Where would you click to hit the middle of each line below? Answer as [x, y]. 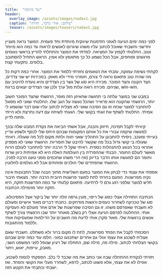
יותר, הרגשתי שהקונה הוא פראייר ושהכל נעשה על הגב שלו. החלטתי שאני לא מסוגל [80, 102]
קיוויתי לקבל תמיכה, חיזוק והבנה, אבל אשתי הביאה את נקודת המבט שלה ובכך [75, 126]
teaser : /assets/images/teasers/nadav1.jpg [54, 28]
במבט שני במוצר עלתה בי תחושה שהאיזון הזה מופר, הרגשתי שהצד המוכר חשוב [77, 96]
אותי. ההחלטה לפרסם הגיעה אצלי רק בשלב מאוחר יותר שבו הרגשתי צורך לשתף [77, 212]
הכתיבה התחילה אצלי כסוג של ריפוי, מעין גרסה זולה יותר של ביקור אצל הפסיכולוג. [79, 197]
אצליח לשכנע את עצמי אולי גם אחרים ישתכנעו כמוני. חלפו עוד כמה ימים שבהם [76, 237]
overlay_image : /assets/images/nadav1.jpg [53, 18]
